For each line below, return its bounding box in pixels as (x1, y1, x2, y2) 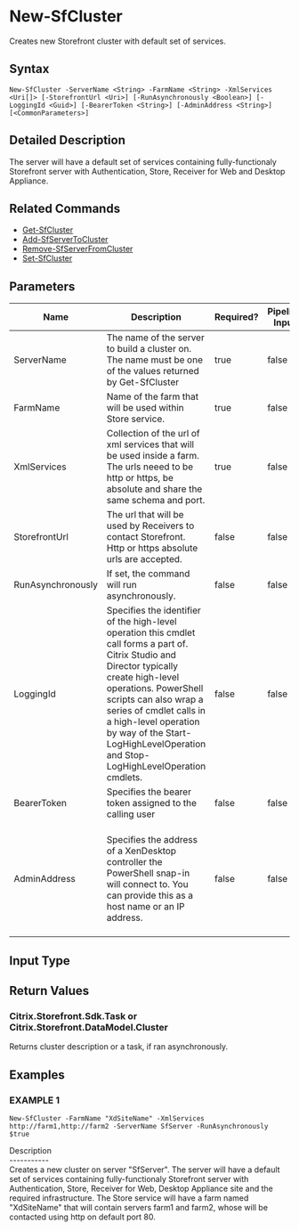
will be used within (106, 402, 184, 414)
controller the (106, 856, 163, 868)
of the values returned (106, 365, 200, 378)
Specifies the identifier (106, 604, 202, 616)
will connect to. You (106, 878, 189, 891)
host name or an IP (106, 901, 185, 913)
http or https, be (106, 472, 174, 485)
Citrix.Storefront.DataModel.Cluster (9, 1021, 169, 1033)
